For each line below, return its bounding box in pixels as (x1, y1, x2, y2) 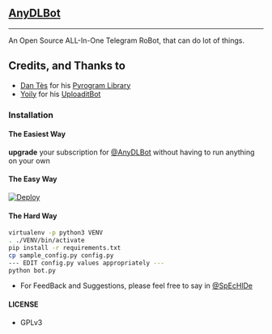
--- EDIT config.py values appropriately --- (8, 259, 164, 267)
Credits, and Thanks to (8, 59, 125, 73)
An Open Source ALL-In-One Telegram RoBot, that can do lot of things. (8, 36, 245, 45)
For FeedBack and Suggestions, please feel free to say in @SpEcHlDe (19, 281, 253, 290)
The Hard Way (8, 210, 57, 221)
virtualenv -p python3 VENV (8, 229, 104, 237)
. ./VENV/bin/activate (8, 236, 85, 245)
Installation (8, 109, 54, 120)
